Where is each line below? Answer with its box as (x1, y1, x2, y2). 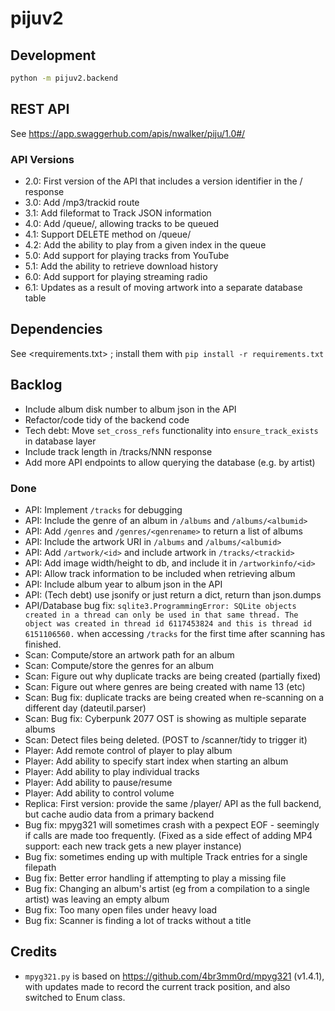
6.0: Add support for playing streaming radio (24, 270, 208, 282)
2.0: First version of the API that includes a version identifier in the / (24, 175, 303, 187)
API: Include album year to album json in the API (24, 578, 223, 590)
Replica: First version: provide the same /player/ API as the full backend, (24, 797, 322, 809)
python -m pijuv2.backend (10, 73, 118, 83)
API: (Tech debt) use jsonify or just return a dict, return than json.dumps (24, 588, 322, 601)
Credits (10, 943, 58, 961)
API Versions (10, 152, 75, 166)
